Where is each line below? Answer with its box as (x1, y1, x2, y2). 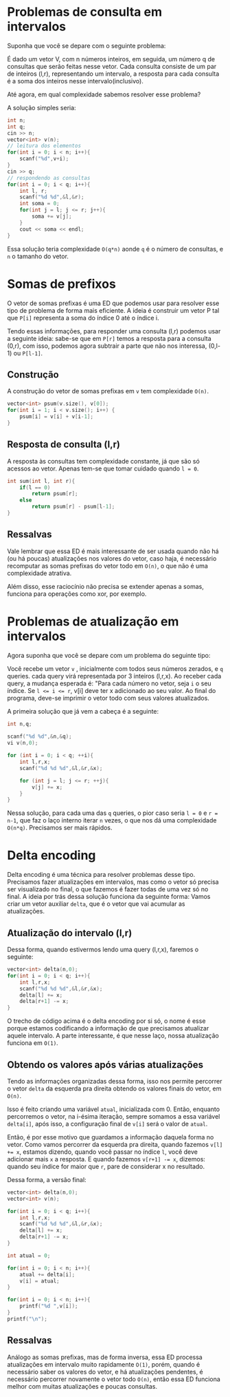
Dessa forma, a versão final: (7, 1175, 87, 1183)
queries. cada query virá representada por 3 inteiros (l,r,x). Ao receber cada (7, 672, 222, 680)
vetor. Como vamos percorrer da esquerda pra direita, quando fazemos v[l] (7, 1140, 223, 1148)
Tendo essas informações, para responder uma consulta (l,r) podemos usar (7, 327, 221, 335)
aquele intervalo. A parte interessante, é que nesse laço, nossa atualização (7, 1031, 220, 1040)
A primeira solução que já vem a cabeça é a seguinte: (7, 707, 159, 715)
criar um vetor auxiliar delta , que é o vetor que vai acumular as (7, 900, 185, 908)
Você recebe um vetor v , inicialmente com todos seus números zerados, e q (7, 664, 223, 672)
